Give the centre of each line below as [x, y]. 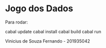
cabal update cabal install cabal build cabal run [53, 31]
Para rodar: [17, 22]
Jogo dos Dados [39, 9]
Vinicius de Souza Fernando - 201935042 [48, 41]
